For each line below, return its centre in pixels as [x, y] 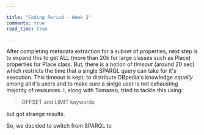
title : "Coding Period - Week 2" [49, 17]
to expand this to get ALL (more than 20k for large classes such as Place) [99, 58]
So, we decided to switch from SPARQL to [59, 126]
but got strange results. [36, 114]
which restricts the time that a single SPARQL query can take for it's [92, 71]
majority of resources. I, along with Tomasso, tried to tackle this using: [95, 90]
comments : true [26, 23]
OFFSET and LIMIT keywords [58, 102]
